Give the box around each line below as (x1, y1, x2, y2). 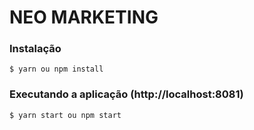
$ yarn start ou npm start (9, 110, 122, 120)
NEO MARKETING (9, 6, 159, 29)
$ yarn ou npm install (9, 64, 104, 75)
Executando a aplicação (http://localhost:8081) (9, 87, 244, 101)
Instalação (9, 42, 62, 56)
